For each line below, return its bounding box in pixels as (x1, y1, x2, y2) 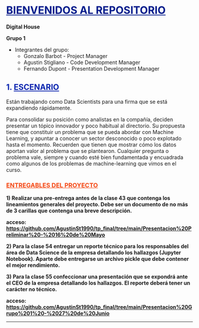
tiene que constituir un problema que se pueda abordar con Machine (6, 128, 174, 135)
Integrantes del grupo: (14, 46, 69, 53)
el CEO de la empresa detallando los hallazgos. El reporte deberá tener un (6, 279, 191, 286)
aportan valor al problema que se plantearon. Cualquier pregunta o (6, 147, 169, 154)
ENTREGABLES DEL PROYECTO (6, 181, 98, 189)
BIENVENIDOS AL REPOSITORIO (6, 4, 166, 17)
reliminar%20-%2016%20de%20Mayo (6, 231, 105, 238)
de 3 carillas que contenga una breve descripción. (6, 207, 132, 214)
